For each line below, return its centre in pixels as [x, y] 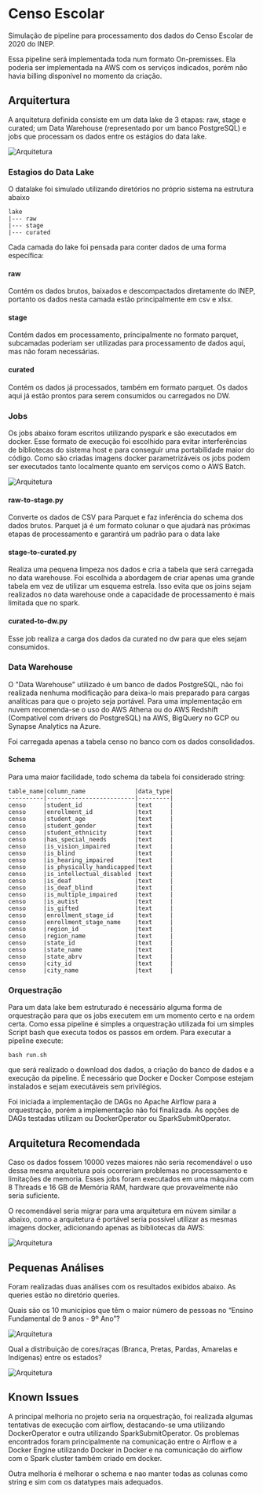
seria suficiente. [34, 1196]
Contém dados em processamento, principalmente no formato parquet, [123, 335]
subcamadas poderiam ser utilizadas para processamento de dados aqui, [127, 343]
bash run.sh [27, 1056]
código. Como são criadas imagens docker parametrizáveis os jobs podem [129, 458]
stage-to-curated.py [42, 552]
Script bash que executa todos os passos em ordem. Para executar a [120, 1033]
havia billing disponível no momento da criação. [85, 76]
